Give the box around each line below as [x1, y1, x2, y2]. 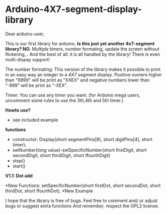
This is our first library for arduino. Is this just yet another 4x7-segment [5, 40, 155, 46]
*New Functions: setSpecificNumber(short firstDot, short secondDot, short [5, 182, 161, 188]
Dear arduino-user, [5, 31, 44, 37]
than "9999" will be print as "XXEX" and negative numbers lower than [5, 77, 150, 83]
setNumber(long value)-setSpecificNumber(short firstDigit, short [12, 147, 147, 153]
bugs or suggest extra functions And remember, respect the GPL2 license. [5, 202, 159, 209]
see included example [12, 117, 58, 123]
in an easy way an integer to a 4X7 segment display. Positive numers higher [5, 71, 162, 77]
